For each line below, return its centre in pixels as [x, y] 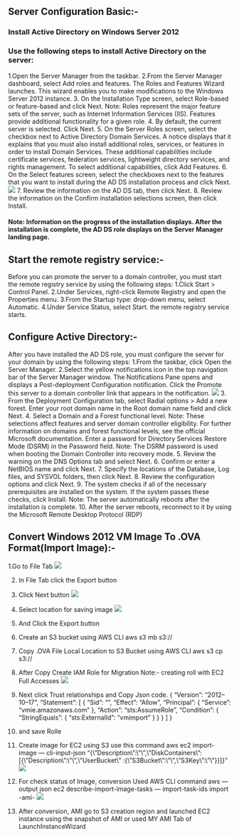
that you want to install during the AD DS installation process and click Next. [119, 182]
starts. [17, 315]
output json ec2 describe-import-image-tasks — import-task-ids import [123, 789]
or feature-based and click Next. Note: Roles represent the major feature [115, 106]
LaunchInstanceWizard [52, 826]
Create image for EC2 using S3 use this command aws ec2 [105, 745]
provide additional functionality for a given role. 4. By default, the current [115, 121]
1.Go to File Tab [31, 566]
